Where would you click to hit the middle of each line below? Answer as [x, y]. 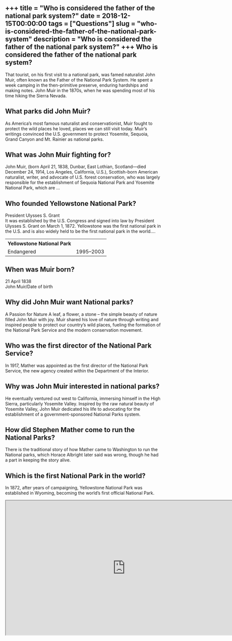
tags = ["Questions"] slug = [92, 24]
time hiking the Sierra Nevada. [36, 95]
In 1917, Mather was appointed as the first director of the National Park [77, 366]
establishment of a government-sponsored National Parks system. [73, 414]
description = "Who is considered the [93, 39]
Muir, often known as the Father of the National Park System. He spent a [79, 80]
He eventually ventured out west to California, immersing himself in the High [83, 398]
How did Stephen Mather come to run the [70, 430]
